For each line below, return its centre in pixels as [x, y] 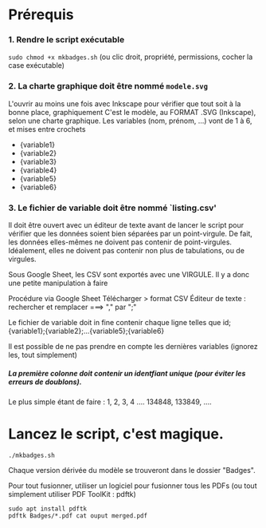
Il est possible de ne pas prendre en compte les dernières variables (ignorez [133, 347]
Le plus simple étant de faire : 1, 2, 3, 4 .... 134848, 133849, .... [110, 402]
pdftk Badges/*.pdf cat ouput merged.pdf [78, 516]
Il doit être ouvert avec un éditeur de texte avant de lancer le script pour [126, 225]
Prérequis [41, 15]
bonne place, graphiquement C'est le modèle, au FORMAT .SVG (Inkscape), [132, 112]
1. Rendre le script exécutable [66, 40]
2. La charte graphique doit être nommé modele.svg [108, 86]
